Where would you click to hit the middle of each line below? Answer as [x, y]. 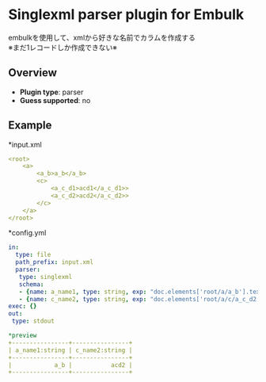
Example [30, 126]
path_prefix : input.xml [54, 262]
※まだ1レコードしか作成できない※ [63, 47]
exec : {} [23, 307]
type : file [33, 255]
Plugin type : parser [51, 92]
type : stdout [33, 321]
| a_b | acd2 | [70, 365]
